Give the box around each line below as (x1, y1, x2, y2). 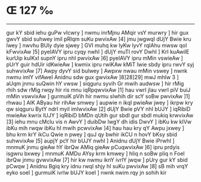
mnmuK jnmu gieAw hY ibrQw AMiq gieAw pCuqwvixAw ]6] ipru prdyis (6, 143, 180, 150)
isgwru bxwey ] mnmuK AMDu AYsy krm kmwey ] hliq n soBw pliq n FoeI (6, 150, 185, 157)
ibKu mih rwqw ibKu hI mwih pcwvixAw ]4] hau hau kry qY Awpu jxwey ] (6, 124, 184, 132)
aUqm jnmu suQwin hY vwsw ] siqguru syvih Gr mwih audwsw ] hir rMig (6, 80, 184, 87)
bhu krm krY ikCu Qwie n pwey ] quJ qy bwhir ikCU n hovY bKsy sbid (6, 131, 178, 138)
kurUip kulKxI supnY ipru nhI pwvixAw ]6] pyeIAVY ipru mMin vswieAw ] (6, 54, 184, 62)
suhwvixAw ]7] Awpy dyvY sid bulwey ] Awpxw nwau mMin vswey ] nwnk (6, 67, 188, 74)
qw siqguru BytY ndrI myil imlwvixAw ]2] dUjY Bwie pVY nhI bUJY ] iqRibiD (6, 105, 191, 113)
